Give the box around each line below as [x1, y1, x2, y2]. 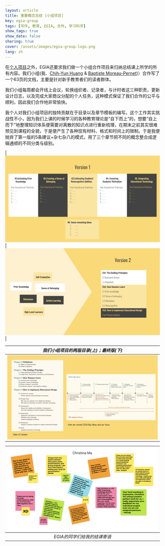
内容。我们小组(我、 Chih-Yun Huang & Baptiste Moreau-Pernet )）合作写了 [9, 70, 160, 76]
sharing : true [5, 39, 34, 44]
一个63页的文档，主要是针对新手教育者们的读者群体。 [5, 76, 114, 82]
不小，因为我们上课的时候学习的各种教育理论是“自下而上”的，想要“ [13, 115, 149, 121]
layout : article [5, 8, 38, 13]
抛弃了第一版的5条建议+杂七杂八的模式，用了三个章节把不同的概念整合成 [5, 134, 153, 140]
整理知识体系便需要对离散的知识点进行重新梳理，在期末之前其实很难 [20, 122, 158, 128]
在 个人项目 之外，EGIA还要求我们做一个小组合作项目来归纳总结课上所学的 [5, 64, 153, 70]
